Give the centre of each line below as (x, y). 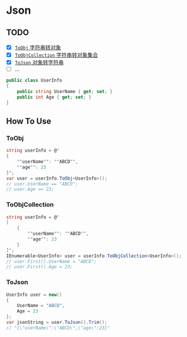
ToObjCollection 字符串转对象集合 (56, 55)
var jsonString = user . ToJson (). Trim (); (57, 323)
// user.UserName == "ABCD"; (42, 184)
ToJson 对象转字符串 (39, 63)
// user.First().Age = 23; (39, 267)
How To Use (29, 121)
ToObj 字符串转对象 (38, 47)
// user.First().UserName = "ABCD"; (51, 261)
